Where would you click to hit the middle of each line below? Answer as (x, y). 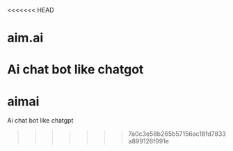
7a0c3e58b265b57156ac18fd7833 (177, 134)
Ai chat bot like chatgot (75, 70)
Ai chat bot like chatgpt (40, 121)
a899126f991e (148, 141)
